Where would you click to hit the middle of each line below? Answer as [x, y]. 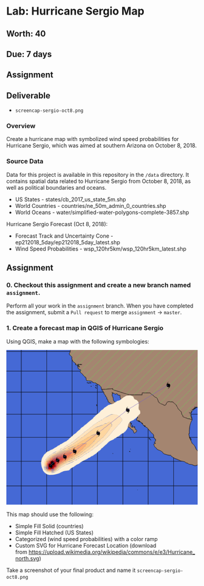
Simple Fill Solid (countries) [49, 526]
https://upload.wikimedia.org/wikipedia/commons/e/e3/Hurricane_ [112, 552]
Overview [21, 126]
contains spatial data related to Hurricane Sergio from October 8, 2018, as [99, 181]
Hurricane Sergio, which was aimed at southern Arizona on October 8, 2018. [102, 146]
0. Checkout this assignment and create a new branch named [99, 285]
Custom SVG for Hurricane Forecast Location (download [86, 545]
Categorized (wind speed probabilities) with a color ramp [86, 539]
